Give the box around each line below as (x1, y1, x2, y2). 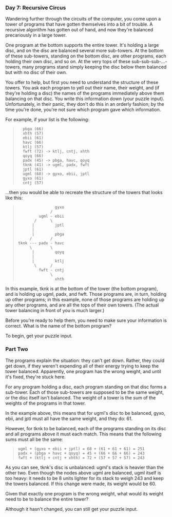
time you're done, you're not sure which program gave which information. (5, 107, 161, 113)
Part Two (5, 346, 28, 353)
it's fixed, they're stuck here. (5, 374, 66, 380)
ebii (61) (23, 136, 44, 141)
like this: (5, 195, 23, 201)
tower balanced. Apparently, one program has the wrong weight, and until (5, 368, 162, 374)
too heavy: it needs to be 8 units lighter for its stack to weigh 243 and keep (5, 475, 164, 481)
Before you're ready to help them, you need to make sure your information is (5, 317, 167, 323)
